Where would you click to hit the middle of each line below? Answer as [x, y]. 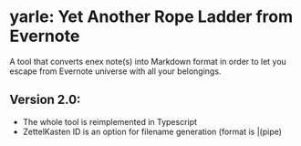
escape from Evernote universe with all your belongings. [115, 71]
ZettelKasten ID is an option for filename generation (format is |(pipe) [152, 131]
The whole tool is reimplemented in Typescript [110, 121]
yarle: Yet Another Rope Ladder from [151, 17]
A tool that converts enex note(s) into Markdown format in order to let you [148, 61]
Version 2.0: [45, 100]
